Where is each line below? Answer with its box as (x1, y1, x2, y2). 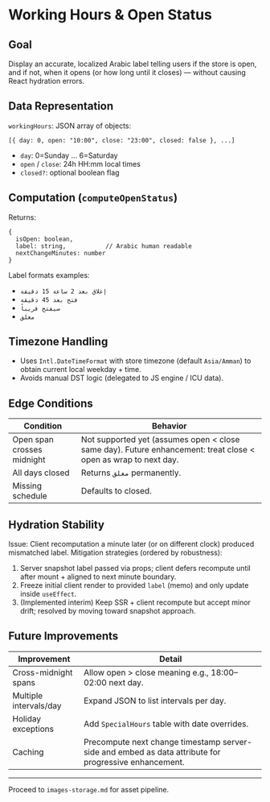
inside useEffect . (19, 589, 77, 599)
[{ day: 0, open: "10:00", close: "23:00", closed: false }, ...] (8, 136, 235, 144)
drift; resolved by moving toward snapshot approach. (19, 606, 196, 616)
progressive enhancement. (83, 756, 185, 767)
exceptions (12, 723, 55, 734)
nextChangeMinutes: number (15, 249, 106, 257)
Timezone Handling (8, 335, 108, 349)
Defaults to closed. (80, 486, 153, 497)
